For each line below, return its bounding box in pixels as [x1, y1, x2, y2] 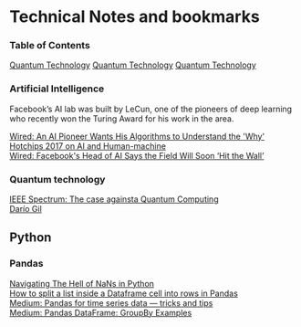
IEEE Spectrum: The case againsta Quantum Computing [9, 194, 219, 205]
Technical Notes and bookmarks [9, 6, 260, 27]
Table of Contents [9, 39, 91, 52]
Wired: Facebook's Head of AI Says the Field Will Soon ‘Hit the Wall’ [9, 150, 265, 161]
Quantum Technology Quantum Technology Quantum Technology [9, 59, 257, 70]
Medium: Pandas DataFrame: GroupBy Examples [9, 307, 192, 318]
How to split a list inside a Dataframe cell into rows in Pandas [9, 288, 239, 299]
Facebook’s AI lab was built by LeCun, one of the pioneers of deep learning [9, 103, 293, 114]
